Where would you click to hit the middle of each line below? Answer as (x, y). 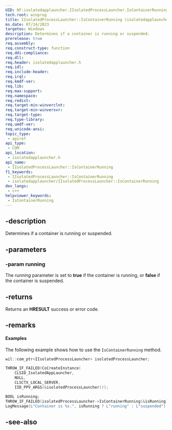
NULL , (20, 378)
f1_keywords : (19, 172)
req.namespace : (21, 96)
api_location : (20, 153)
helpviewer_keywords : (28, 196)
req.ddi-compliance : (27, 53)
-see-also (21, 422)
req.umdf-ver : (20, 124)
